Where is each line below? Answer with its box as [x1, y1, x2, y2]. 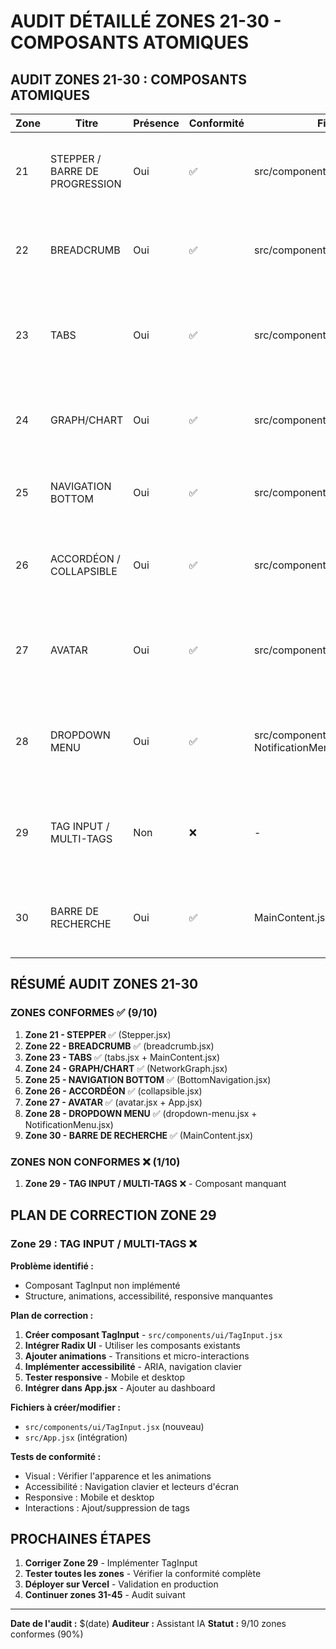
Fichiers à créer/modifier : [10, 1401, 121, 1413]
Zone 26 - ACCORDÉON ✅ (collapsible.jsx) [24, 1085, 203, 1097]
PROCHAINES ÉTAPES [10, 1531, 152, 1548]
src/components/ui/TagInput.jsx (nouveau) [24, 1420, 205, 1432]
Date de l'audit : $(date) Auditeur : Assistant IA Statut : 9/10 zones [10, 1618, 287, 1630]
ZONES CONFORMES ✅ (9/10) [10, 1006, 158, 1020]
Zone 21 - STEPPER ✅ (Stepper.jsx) [24, 1028, 172, 1040]
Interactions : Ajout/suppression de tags [24, 1501, 190, 1514]
